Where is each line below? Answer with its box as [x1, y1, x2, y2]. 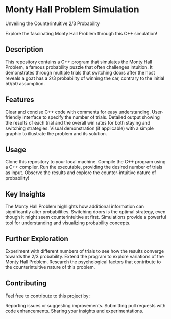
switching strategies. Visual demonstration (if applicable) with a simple [5, 125, 154, 131]
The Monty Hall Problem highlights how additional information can [5, 203, 144, 210]
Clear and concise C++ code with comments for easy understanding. [5, 109, 151, 115]
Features [5, 95, 34, 104]
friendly [5, 114, 22, 120]
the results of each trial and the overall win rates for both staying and [5, 119, 151, 126]
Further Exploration [5, 234, 69, 243]
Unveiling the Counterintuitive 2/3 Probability [5, 20, 100, 27]
